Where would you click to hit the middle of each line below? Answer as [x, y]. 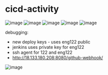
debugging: [17, 32]
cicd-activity [32, 9]
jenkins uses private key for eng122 [48, 47]
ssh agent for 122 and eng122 [42, 52]
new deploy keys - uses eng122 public [51, 42]
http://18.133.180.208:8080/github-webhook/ [58, 57]
